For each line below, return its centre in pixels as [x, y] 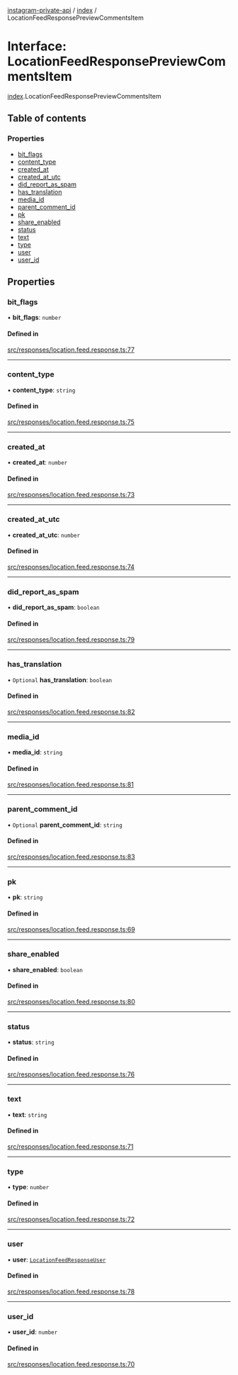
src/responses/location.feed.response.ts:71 [70, 1147]
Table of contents [47, 119]
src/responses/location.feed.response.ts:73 [71, 494]
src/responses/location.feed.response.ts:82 [71, 712]
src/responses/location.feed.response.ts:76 [71, 1074]
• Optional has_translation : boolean [59, 679]
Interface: [37, 46]
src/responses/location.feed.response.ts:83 [72, 857]
